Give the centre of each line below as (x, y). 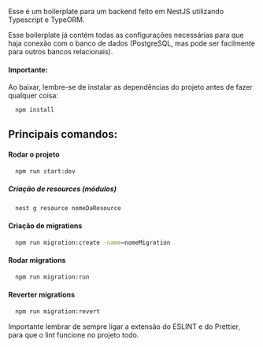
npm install (35, 110)
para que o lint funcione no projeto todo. (74, 334)
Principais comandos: (63, 134)
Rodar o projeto (34, 155)
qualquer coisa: (33, 96)
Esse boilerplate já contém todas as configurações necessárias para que (126, 35)
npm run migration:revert (58, 311)
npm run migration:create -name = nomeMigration (93, 242)
